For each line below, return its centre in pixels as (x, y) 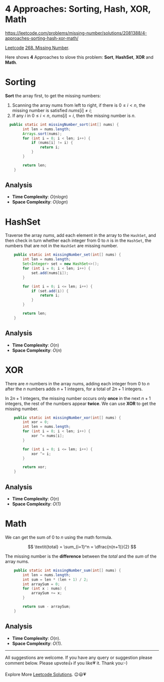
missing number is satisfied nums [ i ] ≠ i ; (52, 110)
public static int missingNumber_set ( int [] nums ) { (67, 255)
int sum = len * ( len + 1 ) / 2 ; (56, 579)
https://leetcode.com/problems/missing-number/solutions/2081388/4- (76, 33)
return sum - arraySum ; (47, 607)
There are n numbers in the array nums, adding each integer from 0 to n (77, 383)
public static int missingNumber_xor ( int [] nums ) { (67, 418)
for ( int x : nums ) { (45, 588)
